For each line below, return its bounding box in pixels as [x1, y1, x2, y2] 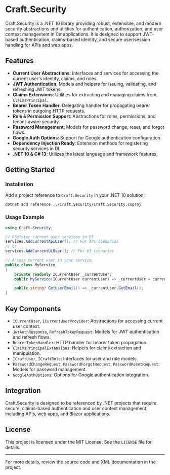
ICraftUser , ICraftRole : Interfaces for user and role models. [12, 356, 138, 362]
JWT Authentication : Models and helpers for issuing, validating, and [12, 81, 156, 87]
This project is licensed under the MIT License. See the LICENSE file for [5, 439, 152, 445]
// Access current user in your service [5, 258, 92, 263]
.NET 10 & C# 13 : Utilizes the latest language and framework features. [12, 151, 158, 157]
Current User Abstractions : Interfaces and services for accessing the [12, 70, 159, 76]
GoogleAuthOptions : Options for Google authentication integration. [12, 372, 150, 378]
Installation [5, 181, 34, 188]
